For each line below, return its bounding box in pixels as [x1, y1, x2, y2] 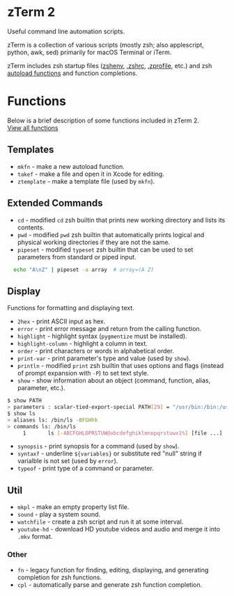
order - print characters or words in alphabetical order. [17, 347, 174, 355]
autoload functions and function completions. [7, 69, 138, 77]
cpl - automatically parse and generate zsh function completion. [17, 580, 203, 588]
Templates [7, 144, 54, 156]
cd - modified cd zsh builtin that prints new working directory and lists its [17, 216, 226, 224]
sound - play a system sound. [17, 510, 101, 519]
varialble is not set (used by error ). [17, 457, 118, 465]
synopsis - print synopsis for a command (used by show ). [17, 442, 180, 451]
